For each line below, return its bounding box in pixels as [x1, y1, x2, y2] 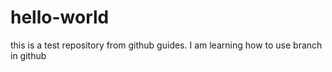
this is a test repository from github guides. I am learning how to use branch [10, 39, 323, 51]
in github [10, 49, 47, 61]
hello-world [10, 6, 110, 29]
